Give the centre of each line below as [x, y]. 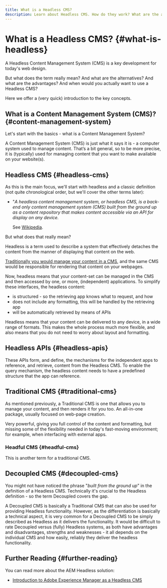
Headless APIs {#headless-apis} [57, 348]
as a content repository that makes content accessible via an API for [83, 212]
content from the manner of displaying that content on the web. [70, 252]
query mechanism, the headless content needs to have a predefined [75, 370]
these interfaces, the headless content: [45, 287]
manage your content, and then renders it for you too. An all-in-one [74, 409]
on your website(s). [25, 159]
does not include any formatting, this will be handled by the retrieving [83, 302]
